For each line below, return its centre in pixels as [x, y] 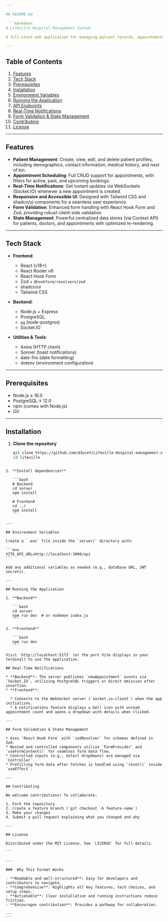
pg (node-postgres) [40, 322]
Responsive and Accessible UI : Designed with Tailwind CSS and [79, 196]
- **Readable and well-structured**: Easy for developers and [72, 879]
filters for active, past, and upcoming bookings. [61, 180]
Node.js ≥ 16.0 [28, 395]
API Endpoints [27, 106]
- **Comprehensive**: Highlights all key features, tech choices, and [81, 887]
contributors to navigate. [34, 883]
